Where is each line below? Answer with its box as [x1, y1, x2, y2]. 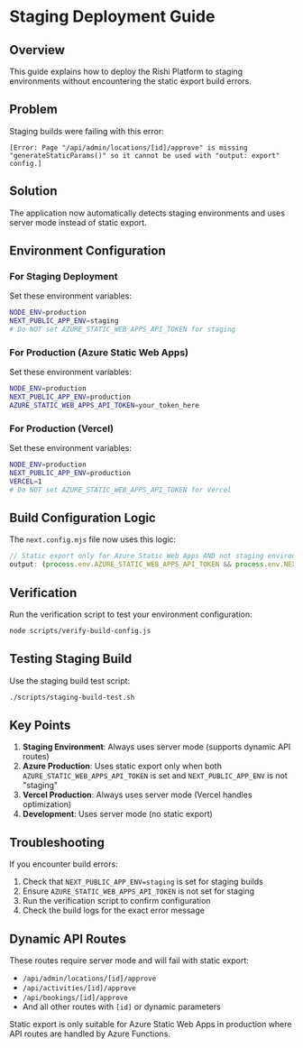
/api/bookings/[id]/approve [22, 994, 128, 1003]
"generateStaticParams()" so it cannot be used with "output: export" [9, 151, 280, 160]
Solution [9, 183, 58, 199]
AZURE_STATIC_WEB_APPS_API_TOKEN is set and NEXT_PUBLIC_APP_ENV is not [22, 770, 289, 781]
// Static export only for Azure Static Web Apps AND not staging [9, 552, 264, 561]
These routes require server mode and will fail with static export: [9, 955, 250, 966]
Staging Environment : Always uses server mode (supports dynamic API [22, 741, 291, 752]
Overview [9, 42, 66, 58]
